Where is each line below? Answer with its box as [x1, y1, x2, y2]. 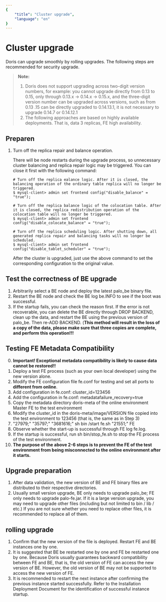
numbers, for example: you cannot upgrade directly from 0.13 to [25, 89, 155, 95]
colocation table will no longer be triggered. [12, 212, 113, 217]
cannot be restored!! [12, 362, 56, 369]
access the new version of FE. [12, 570, 75, 576]
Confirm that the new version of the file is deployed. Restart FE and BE [12, 539, 157, 545]
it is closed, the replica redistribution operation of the [12, 207, 139, 212]
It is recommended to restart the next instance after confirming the [12, 575, 149, 582]
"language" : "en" [14, 16, 50, 21]
